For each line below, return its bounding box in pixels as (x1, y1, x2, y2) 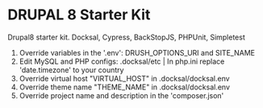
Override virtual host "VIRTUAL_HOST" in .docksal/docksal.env (19, 73, 231, 83)
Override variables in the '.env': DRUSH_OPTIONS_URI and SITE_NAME (19, 48, 256, 57)
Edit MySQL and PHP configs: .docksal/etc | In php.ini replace (19, 56, 225, 66)
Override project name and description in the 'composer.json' (19, 90, 224, 100)
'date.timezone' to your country (19, 64, 124, 74)
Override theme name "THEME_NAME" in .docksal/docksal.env (19, 82, 231, 92)
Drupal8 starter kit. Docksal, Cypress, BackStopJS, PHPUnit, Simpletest (7, 32, 245, 42)
